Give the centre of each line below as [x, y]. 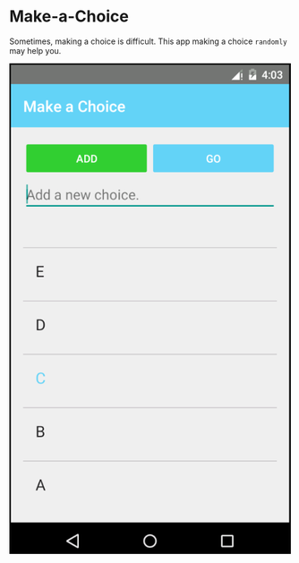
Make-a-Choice [69, 17]
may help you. [35, 50]
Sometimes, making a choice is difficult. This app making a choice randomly [149, 41]
